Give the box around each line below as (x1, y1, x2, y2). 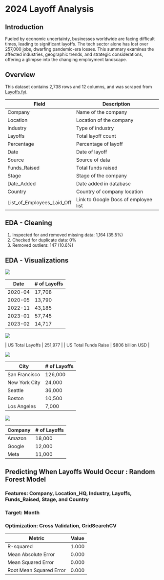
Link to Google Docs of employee (76, 196, 153, 203)
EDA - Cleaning (5, 219, 52, 227)
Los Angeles (7, 403, 36, 410)
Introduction (5, 23, 44, 31)
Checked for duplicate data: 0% (12, 237, 77, 243)
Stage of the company (76, 172, 127, 179)
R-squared (7, 543, 33, 550)
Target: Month (5, 509, 40, 516)
